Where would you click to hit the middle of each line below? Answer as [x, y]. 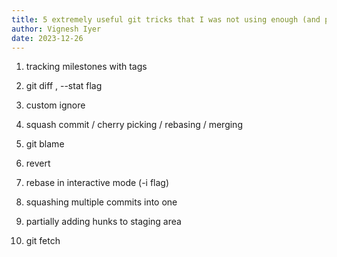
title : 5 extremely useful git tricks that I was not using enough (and [166, 19]
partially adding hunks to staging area [103, 222]
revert [38, 163]
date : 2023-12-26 [47, 38]
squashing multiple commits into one [101, 202]
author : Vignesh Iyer [56, 29]
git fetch [43, 241]
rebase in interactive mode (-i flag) [97, 183]
